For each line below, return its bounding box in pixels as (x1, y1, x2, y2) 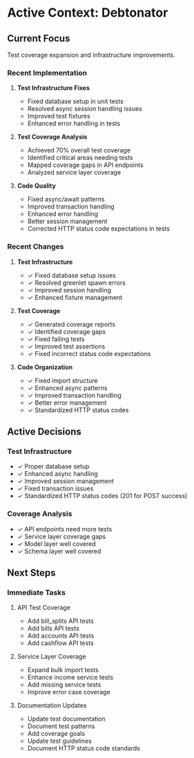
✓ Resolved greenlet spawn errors (27, 279, 126, 287)
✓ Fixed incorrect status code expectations (27, 349, 151, 358)
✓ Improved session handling (27, 285, 112, 294)
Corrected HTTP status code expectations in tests (27, 224, 171, 233)
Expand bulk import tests (27, 666, 99, 674)
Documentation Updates (17, 701, 87, 709)
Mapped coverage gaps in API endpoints (27, 161, 144, 169)
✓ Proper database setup (17, 462, 90, 470)
